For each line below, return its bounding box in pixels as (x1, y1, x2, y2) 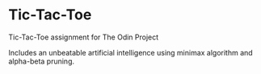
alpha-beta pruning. (8, 56, 75, 66)
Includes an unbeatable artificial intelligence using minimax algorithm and (8, 47, 253, 57)
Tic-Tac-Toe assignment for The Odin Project (8, 32, 159, 42)
